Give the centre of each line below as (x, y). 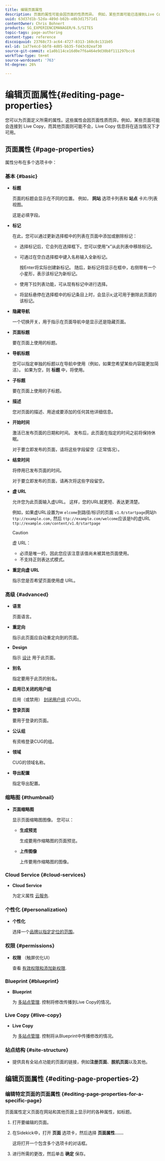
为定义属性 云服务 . (31, 896)
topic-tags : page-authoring (34, 33)
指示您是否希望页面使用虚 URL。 (45, 581)
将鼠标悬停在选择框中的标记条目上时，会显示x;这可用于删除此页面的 (88, 295)
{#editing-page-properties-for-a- (102, 1094)
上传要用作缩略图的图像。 (45, 861)
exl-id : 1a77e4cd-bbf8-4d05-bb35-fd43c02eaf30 (54, 46)
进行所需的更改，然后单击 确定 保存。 (50, 1154)
